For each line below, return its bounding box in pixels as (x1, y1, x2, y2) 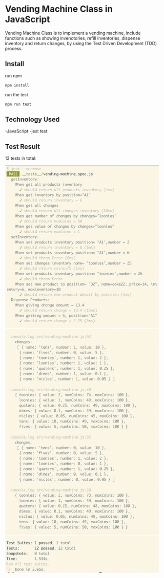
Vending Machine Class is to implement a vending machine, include (5, 30, 141, 36)
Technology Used (5, 115, 60, 123)
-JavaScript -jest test (5, 128, 48, 134)
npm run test (5, 102, 32, 107)
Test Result (5, 142, 40, 151)
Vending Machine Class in (5, 3, 113, 15)
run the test (5, 91, 28, 97)
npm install (5, 83, 29, 88)
